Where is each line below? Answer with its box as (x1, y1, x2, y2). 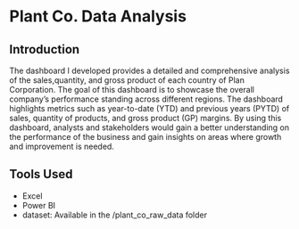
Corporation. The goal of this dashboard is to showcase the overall (9, 85, 254, 94)
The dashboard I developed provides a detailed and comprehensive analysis (9, 65, 290, 76)
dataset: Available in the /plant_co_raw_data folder (21, 209, 208, 220)
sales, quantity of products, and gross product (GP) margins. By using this (9, 113, 282, 123)
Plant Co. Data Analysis (9, 6, 187, 27)
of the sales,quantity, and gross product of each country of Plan (9, 75, 245, 86)
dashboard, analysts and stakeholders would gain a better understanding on (9, 122, 290, 133)
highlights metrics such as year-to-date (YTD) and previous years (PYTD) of (9, 103, 290, 113)
